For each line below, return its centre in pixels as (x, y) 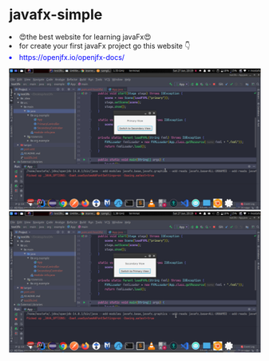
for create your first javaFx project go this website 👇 (105, 46)
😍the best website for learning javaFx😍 (85, 37)
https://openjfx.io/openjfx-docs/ (72, 57)
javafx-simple (56, 15)
